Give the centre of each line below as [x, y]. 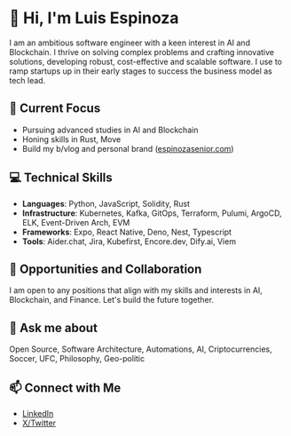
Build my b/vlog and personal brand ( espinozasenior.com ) [128, 148]
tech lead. [28, 80]
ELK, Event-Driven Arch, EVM [76, 222]
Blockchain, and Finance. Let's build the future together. [112, 300]
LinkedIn [38, 413]
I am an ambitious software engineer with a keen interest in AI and [130, 43]
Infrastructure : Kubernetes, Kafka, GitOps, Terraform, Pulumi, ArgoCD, [152, 213]
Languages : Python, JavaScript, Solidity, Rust [106, 203]
